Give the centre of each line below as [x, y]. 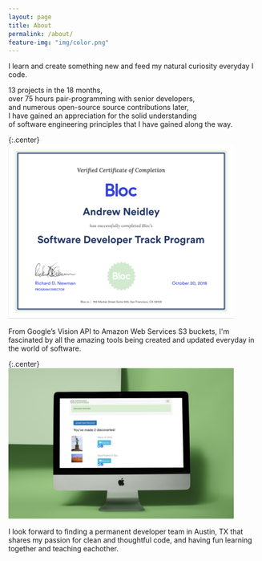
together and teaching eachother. [63, 548]
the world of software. [45, 348]
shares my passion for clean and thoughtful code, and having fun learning [130, 540]
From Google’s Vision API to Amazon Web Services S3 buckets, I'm [119, 331]
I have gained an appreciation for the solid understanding [103, 116]
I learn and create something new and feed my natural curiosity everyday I [131, 66]
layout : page [30, 17]
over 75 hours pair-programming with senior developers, [102, 99]
